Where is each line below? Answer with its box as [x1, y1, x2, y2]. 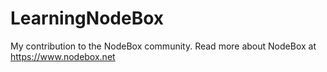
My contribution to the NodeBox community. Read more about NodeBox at [10, 40, 317, 52]
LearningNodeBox [10, 7, 165, 30]
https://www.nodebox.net [10, 50, 116, 62]
